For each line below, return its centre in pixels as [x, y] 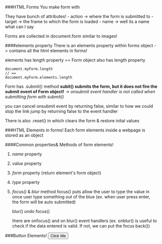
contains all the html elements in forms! [48, 51]
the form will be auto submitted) [44, 202]
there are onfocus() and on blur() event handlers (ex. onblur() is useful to [84, 221]
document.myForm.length [29, 69]
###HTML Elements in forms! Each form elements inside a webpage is [75, 130]
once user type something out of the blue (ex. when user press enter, [81, 197]
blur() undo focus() [31, 211]
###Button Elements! [26, 236]
